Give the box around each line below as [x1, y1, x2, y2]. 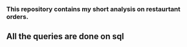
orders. [6, 12, 29, 21]
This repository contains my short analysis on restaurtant [6, 5, 181, 13]
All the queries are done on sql [6, 31, 124, 42]
